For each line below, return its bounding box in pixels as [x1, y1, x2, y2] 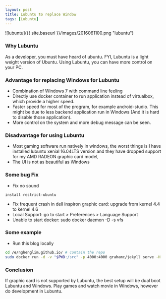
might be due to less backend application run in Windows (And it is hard [12, 109, 160, 115]
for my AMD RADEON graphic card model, [12, 154, 99, 160]
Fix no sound [12, 182, 39, 188]
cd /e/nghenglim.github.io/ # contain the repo [5, 250, 106, 255]
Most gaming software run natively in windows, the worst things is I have [12, 143, 161, 149]
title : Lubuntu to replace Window [5, 12, 77, 17]
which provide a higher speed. [12, 98, 75, 104]
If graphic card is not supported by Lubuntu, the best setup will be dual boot [5, 277, 161, 283]
